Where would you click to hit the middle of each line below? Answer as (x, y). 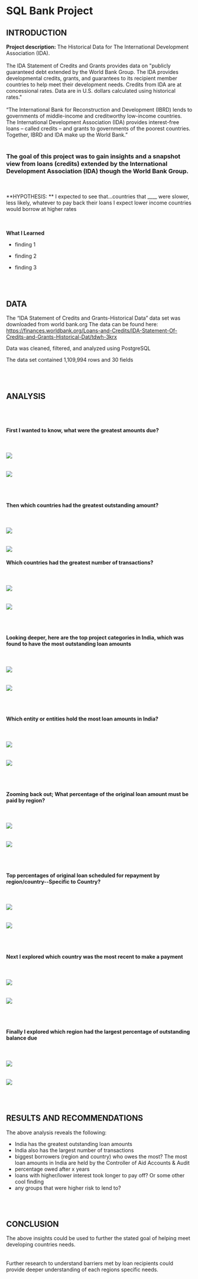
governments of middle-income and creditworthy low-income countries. (94, 116)
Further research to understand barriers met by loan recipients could (90, 1264)
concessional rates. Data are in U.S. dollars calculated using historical (91, 91)
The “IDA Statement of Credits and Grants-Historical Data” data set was (93, 318)
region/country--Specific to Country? (53, 881)
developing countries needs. (41, 1245)
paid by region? (26, 800)
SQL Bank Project (50, 11)
